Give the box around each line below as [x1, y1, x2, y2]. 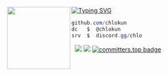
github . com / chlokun [71, 20, 127, 26]
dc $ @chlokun [71, 26, 121, 33]
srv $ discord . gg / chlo [71, 32, 143, 39]
